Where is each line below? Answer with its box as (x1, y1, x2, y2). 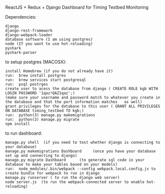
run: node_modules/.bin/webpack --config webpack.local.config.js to (5, 166, 156, 171)
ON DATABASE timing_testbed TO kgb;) (5, 108, 84, 113)
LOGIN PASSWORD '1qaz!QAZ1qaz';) (5, 90, 75, 95)
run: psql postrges (5, 82, 49, 87)
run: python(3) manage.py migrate (5, 117, 80, 122)
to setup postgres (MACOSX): (5, 59, 67, 65)
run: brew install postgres (5, 73, 66, 78)
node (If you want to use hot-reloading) (5, 41, 93, 46)
